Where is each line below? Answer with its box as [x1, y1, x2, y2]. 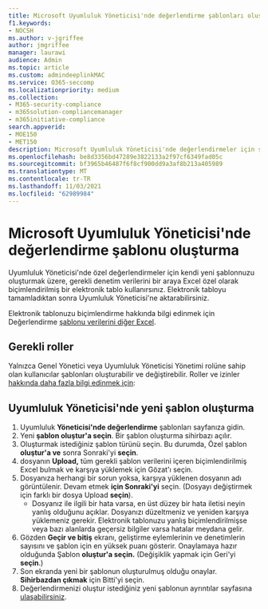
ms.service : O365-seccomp [8, 78, 94, 86]
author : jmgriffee [8, 42, 69, 49]
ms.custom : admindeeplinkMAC [8, 71, 105, 79]
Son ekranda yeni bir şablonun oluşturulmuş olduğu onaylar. [19, 567, 218, 576]
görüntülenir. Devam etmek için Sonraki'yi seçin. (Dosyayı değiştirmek [19, 482, 253, 492]
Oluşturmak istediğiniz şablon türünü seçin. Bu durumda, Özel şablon [19, 440, 247, 449]
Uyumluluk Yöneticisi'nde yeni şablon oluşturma [8, 401, 254, 415]
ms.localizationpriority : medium [8, 85, 120, 94]
